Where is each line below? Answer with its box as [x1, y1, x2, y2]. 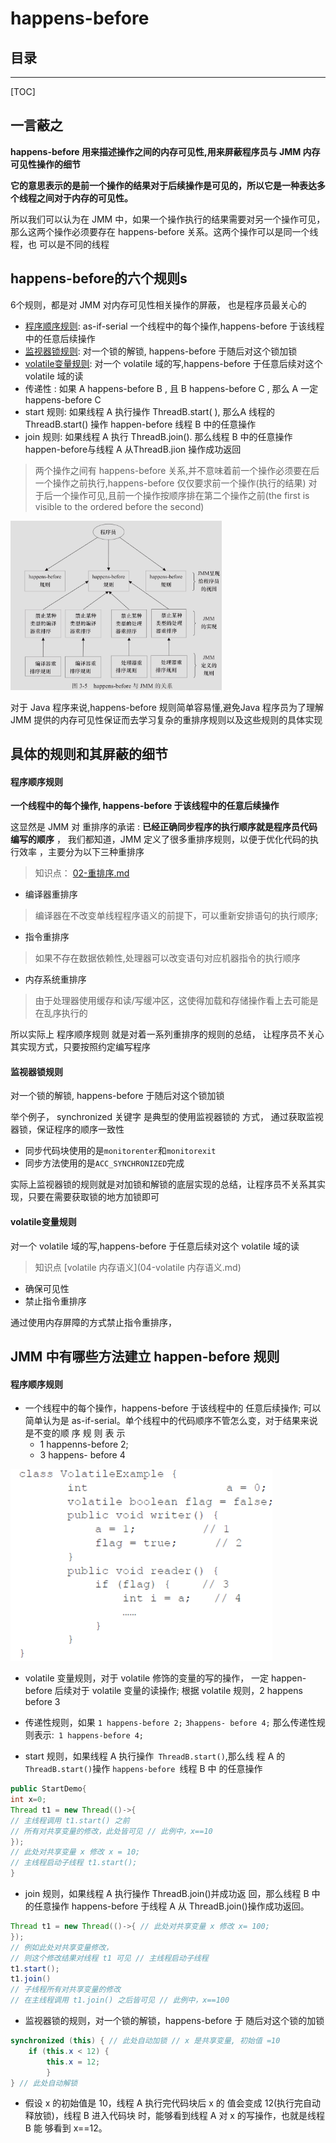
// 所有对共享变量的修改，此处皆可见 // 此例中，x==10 [10, 1826, 213, 1836]
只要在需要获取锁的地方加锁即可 [27, 1191, 160, 1203]
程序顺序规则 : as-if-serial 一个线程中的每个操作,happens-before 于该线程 [24, 320, 325, 332]
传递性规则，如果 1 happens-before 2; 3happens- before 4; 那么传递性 [24, 1717, 317, 1729]
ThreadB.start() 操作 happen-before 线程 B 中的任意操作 [24, 418, 257, 430]
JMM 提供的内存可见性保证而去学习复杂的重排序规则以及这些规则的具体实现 [10, 713, 323, 726]
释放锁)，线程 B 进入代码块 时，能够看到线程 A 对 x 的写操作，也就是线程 [24, 2110, 325, 2122]
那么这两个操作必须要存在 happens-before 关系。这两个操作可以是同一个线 [10, 225, 319, 237]
